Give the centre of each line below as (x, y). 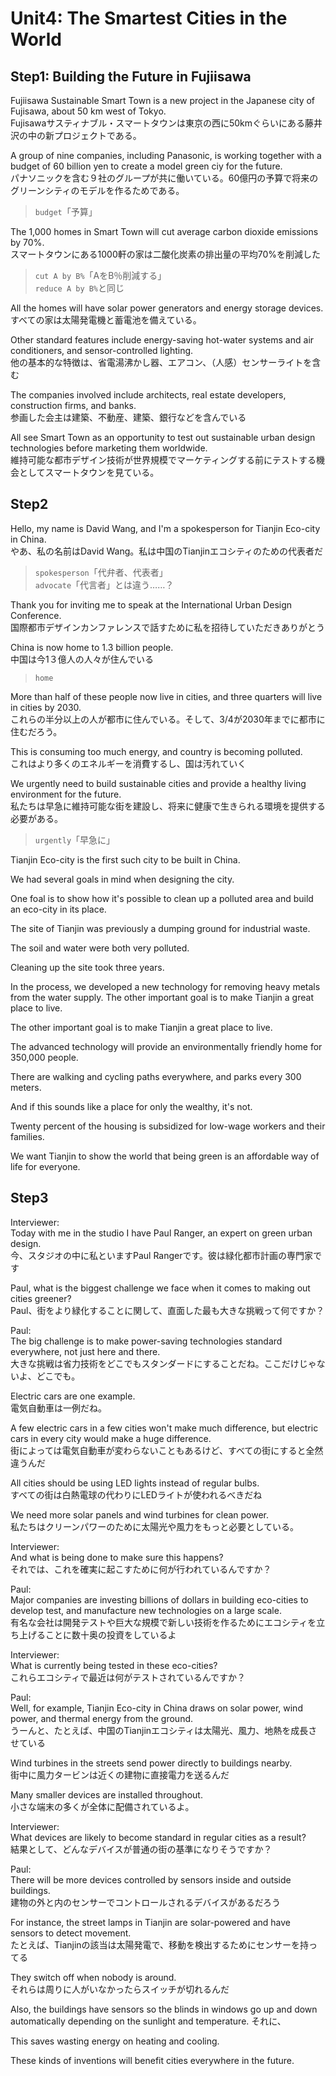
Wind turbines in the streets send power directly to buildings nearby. (151, 1763)
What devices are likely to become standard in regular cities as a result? (158, 1837)
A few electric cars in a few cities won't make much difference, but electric (164, 1428)
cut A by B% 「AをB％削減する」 (100, 275)
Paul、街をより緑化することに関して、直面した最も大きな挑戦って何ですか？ (167, 1310)
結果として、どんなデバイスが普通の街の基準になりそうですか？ (141, 1849)
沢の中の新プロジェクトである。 (76, 135)
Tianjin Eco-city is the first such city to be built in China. (125, 859)
